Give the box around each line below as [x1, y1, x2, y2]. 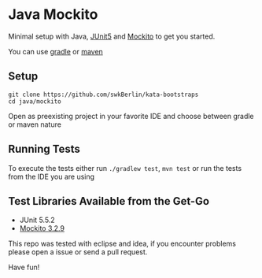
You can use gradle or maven [8, 46, 104, 56]
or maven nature [8, 120, 61, 129]
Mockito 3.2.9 [19, 224, 65, 233]
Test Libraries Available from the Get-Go [8, 195, 210, 208]
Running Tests [8, 143, 80, 156]
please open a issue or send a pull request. [8, 247, 148, 257]
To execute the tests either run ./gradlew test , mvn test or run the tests [8, 163, 242, 172]
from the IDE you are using [8, 172, 95, 181]
